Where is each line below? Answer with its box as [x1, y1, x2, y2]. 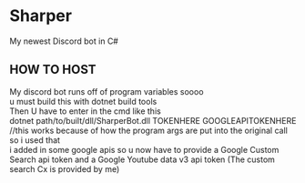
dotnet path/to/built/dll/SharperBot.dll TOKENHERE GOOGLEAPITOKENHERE [9, 115, 297, 126]
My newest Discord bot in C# [9, 36, 118, 46]
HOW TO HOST [9, 62, 97, 77]
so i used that [9, 134, 61, 146]
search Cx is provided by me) [9, 163, 120, 174]
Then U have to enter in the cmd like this [9, 106, 161, 117]
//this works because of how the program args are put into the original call [9, 125, 289, 136]
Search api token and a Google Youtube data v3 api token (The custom [9, 154, 276, 165]
